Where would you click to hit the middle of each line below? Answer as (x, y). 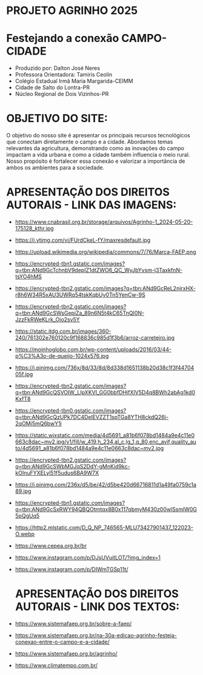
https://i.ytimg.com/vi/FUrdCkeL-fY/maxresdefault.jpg (83, 240)
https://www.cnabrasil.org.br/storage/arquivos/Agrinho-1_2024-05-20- (104, 222)
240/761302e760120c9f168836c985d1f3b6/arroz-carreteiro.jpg (95, 337)
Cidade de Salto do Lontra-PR (52, 87)
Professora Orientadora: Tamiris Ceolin (64, 75)
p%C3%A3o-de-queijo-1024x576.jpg (62, 356)
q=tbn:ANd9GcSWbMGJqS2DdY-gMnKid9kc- (72, 466)
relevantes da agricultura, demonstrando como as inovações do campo (95, 148)
